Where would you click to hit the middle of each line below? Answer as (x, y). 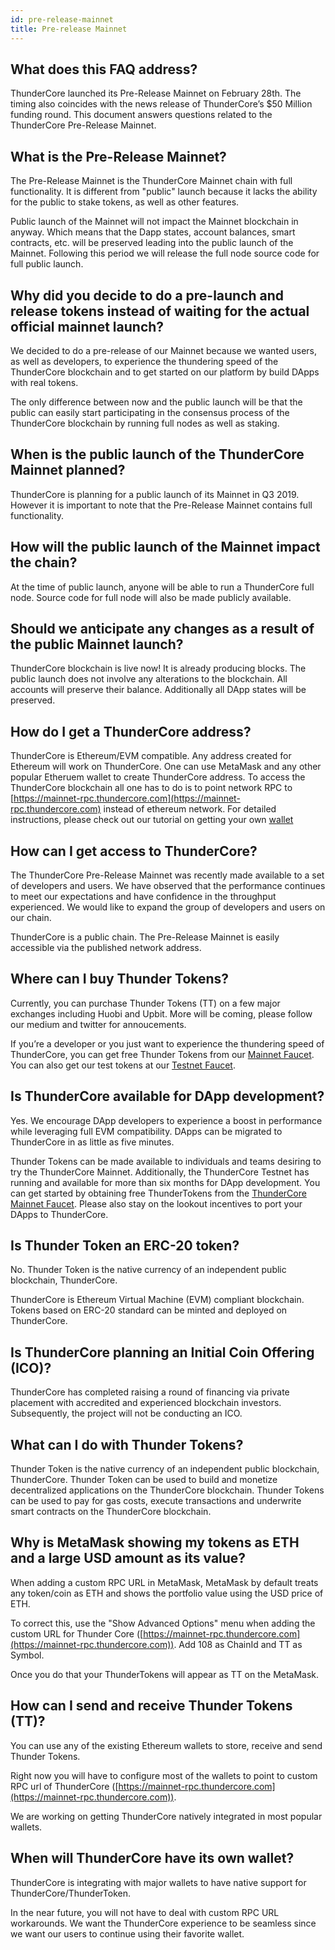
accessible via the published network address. (106, 947)
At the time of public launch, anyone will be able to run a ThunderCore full (162, 587)
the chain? (44, 562)
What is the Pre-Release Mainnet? (118, 156)
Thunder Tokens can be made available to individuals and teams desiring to (166, 1161)
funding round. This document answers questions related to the (141, 115)
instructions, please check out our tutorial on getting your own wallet (152, 820)
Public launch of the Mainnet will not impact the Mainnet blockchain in (154, 222)
